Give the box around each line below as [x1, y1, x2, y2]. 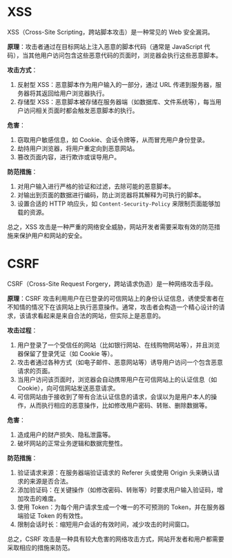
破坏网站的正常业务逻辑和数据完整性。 [17, 439, 126, 447]
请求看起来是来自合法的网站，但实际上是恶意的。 [25, 311, 164, 319]
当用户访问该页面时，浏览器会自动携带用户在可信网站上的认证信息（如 [17, 375, 217, 383]
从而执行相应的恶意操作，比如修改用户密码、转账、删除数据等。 [29, 401, 211, 409]
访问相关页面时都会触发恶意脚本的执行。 [23, 106, 139, 114]
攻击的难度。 [23, 494, 60, 502]
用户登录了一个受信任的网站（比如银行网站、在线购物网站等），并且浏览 [17, 341, 220, 349]
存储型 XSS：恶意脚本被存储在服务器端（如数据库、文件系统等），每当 [17, 97, 216, 106]
